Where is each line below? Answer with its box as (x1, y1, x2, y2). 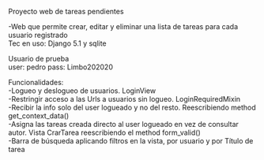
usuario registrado (8, 31, 69, 39)
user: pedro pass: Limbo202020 (8, 62, 113, 72)
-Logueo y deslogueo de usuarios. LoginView (8, 86, 157, 95)
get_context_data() (8, 111, 70, 121)
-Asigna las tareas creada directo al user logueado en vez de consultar (8, 120, 239, 128)
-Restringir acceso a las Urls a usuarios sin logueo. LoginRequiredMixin (8, 95, 241, 103)
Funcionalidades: (8, 78, 64, 87)
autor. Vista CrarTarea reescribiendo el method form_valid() (8, 128, 202, 137)
